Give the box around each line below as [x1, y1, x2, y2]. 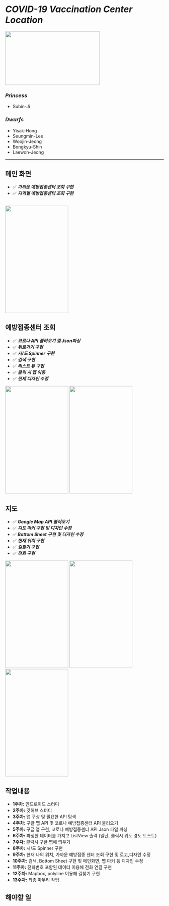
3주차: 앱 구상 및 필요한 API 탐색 [12, 814, 76, 820]
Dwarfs [5, 116, 24, 123]
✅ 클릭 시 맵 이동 [12, 369, 45, 375]
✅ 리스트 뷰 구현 [12, 363, 44, 369]
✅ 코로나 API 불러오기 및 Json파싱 [12, 338, 80, 344]
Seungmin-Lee [12, 133, 44, 139]
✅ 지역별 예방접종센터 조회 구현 [12, 190, 74, 197]
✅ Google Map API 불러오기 [12, 519, 69, 525]
